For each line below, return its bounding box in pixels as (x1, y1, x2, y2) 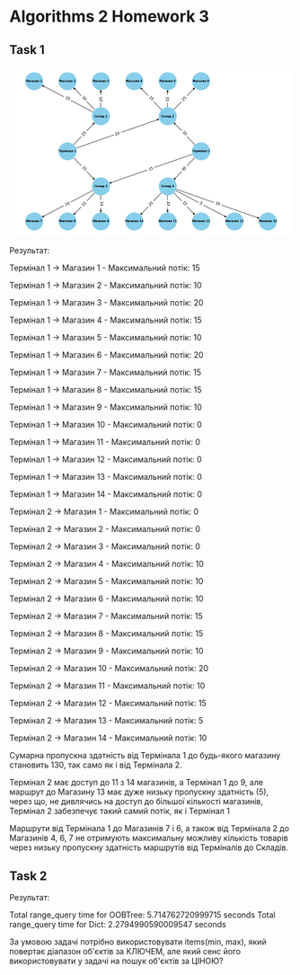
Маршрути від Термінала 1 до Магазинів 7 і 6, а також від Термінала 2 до (9, 823, 290, 834)
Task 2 (9, 868, 48, 883)
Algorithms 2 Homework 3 (9, 6, 209, 27)
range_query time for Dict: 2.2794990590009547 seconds (9, 919, 226, 930)
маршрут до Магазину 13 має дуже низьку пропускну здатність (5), (9, 786, 269, 797)
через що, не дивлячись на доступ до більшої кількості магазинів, (9, 796, 263, 807)
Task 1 (9, 42, 45, 58)
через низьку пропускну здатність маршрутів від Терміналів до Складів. (9, 842, 289, 853)
